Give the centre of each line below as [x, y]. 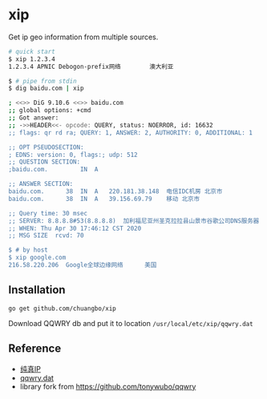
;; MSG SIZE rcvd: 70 [46, 236]
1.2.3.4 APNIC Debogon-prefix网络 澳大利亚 [91, 66]
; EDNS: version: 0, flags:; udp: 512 [73, 155]
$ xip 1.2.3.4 [32, 59]
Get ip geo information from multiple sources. [83, 37]
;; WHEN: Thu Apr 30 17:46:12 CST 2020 [75, 228]
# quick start [32, 51]
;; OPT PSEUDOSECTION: [46, 147]
